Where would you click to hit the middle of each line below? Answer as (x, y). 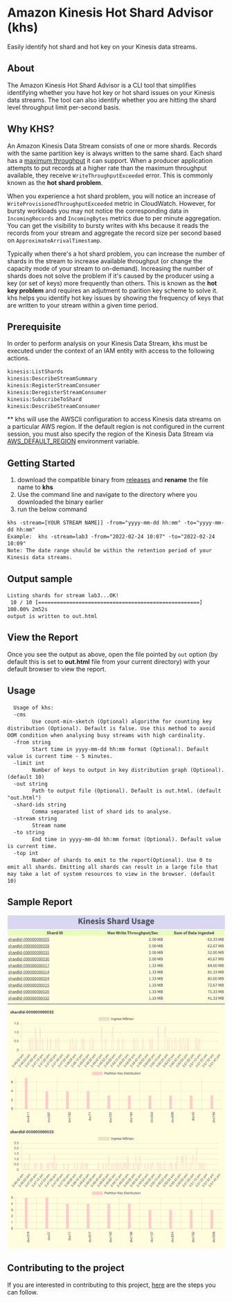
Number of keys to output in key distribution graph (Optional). (128, 770)
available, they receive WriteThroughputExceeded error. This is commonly (110, 175)
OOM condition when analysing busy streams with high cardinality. (107, 735)
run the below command (52, 509)
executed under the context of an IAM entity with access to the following (111, 351)
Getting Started (41, 463)
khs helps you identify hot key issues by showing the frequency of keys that (115, 298)
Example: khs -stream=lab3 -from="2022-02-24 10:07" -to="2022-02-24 (111, 537)
